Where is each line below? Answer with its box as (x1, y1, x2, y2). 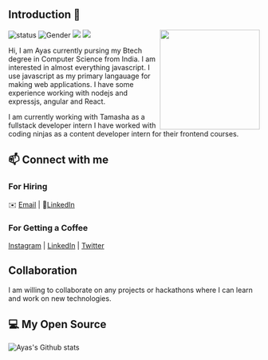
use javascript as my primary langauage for (8, 71, 151, 81)
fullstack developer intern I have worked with (8, 121, 156, 130)
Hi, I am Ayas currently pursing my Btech (8, 45, 142, 55)
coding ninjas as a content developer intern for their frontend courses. (8, 129, 239, 138)
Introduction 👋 (8, 8, 81, 22)
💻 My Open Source (8, 318, 107, 331)
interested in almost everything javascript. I (8, 62, 150, 72)
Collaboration (8, 264, 77, 278)
